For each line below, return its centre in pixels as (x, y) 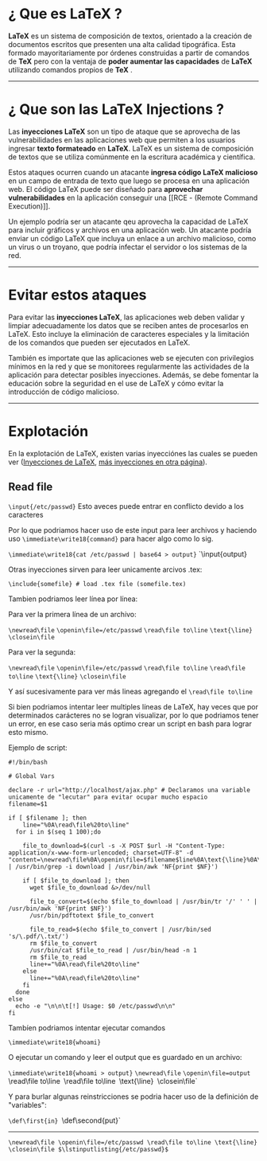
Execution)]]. (29, 206)
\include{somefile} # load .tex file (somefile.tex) (97, 584)
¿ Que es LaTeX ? (66, 14)
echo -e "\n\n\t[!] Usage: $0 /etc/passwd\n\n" (96, 1006)
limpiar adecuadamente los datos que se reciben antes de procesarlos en (128, 325)
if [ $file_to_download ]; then (76, 881)
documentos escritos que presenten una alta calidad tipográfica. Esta (122, 44)
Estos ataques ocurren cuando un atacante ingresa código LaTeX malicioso (133, 172)
